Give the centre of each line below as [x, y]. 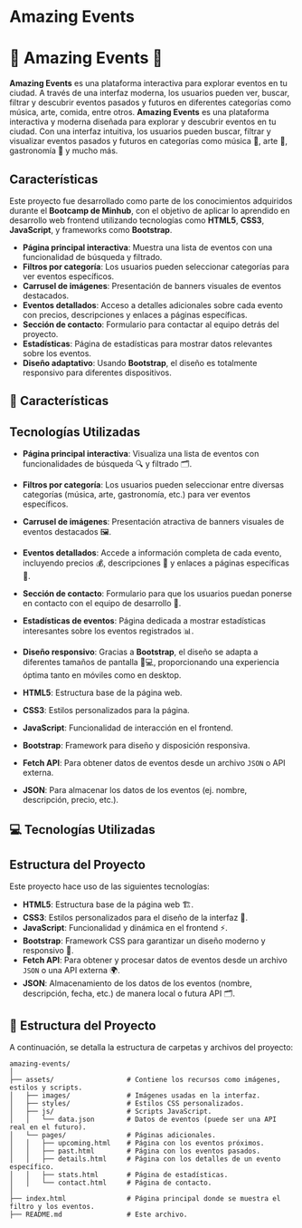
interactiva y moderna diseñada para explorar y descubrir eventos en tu [143, 122]
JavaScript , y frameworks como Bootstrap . [91, 229]
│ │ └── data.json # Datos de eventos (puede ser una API [143, 1120]
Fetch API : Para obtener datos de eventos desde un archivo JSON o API [154, 763]
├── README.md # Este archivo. [99, 1215]
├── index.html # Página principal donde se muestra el [145, 1199]
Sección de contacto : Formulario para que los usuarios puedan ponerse [157, 594]
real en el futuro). [48, 1127]
